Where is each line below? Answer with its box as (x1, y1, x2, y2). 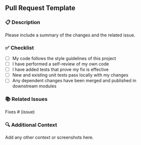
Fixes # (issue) (5, 109, 35, 115)
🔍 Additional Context (5, 121, 58, 128)
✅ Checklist (5, 44, 34, 51)
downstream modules (12, 83, 57, 89)
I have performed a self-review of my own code (12, 61, 109, 67)
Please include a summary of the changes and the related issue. (5, 32, 136, 38)
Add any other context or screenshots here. (5, 134, 94, 140)
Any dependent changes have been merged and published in (12, 78, 137, 84)
